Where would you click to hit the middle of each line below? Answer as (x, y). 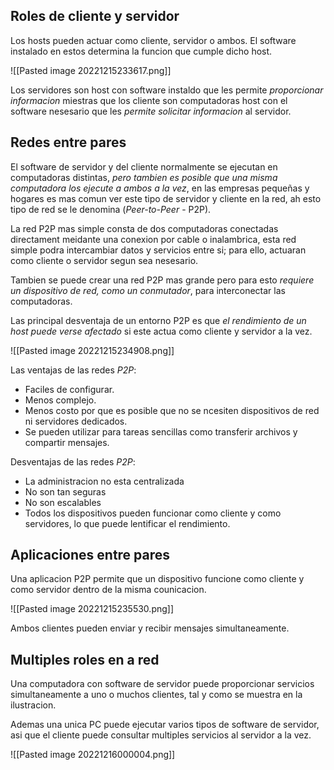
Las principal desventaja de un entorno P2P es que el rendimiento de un (158, 320)
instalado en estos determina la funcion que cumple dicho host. (141, 51)
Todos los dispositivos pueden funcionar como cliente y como (153, 513)
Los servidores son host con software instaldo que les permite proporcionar (167, 90)
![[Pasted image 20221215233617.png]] (91, 70)
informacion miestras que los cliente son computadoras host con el (149, 100)
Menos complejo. (60, 400)
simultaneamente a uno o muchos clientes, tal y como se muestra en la (156, 695)
